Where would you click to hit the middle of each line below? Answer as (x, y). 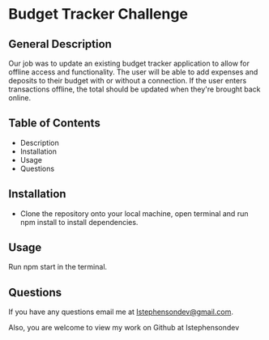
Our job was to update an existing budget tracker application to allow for (129, 63)
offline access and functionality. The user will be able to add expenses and (133, 72)
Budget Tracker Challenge (98, 14)
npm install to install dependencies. (79, 222)
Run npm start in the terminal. (58, 267)
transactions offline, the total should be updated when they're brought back (134, 89)
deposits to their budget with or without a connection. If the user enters (128, 81)
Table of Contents (55, 123)
